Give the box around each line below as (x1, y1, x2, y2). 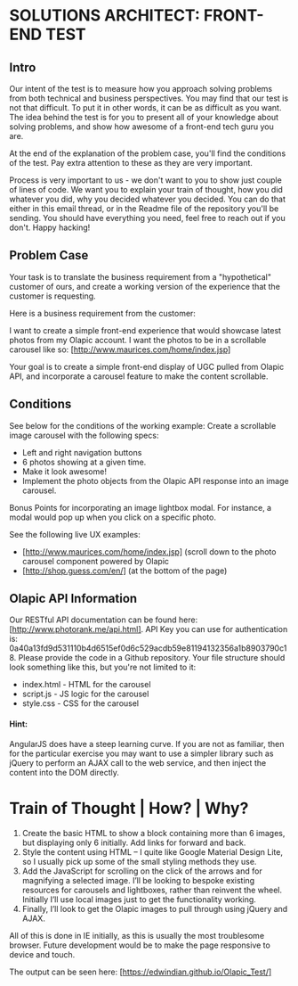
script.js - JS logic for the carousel (21, 688, 149, 700)
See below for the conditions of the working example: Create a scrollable (9, 420, 277, 431)
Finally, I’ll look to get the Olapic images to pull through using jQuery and (21, 903, 288, 914)
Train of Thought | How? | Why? (9, 798, 249, 818)
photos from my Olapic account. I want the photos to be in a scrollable (9, 334, 267, 345)
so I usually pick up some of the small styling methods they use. (21, 856, 257, 867)
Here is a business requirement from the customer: (9, 308, 196, 318)
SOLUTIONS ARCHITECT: (9, 5, 200, 26)
